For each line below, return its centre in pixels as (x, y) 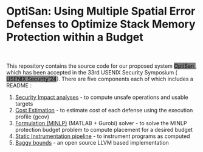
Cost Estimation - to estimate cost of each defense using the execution (104, 110)
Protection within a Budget (75, 37)
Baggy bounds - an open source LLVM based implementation (92, 142)
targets (24, 103)
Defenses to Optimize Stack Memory (101, 24)
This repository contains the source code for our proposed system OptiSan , (102, 66)
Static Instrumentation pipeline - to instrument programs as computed (102, 136)
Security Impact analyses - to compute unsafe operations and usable (101, 97)
